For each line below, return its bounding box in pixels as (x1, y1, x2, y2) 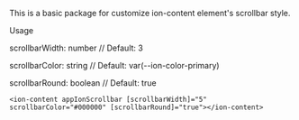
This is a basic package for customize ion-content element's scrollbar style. (9, 8, 291, 18)
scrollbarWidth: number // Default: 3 (9, 42, 144, 53)
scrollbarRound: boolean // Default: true (9, 78, 157, 88)
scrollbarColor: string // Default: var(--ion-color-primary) (9, 60, 220, 70)
